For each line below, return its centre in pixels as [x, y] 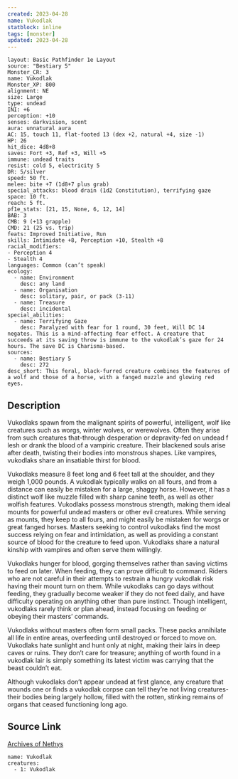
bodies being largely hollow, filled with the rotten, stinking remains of [123, 696]
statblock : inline [34, 27]
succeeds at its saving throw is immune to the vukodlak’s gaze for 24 [115, 340]
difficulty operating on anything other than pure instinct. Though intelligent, [117, 601]
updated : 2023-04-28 [38, 41]
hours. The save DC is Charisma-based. [66, 346]
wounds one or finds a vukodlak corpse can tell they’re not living [102, 689]
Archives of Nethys [36, 743]
